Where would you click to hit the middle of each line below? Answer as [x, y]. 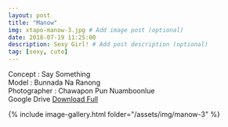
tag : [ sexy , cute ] [38, 52]
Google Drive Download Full [53, 99]
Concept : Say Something [49, 74]
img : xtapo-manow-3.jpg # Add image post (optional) [96, 30]
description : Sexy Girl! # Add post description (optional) [109, 45]
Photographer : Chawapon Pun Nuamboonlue [81, 91]
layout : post [29, 15]
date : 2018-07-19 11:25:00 [52, 37]
